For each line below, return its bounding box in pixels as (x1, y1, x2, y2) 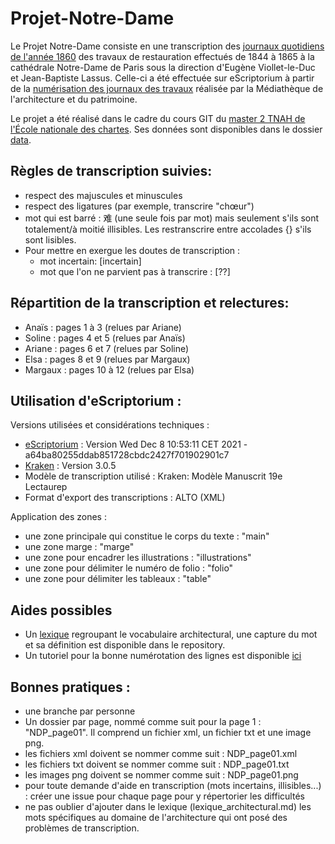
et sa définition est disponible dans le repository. (24, 639, 226, 651)
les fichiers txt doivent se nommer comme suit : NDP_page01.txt (24, 758, 290, 770)
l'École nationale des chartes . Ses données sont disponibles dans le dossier (10, 123, 323, 135)
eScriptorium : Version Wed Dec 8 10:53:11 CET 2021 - (24, 438, 248, 451)
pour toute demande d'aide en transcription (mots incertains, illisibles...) (24, 780, 322, 791)
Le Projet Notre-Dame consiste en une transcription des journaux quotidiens (10, 40, 325, 52)
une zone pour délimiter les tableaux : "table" (24, 573, 212, 585)
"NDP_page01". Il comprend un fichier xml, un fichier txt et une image (24, 727, 312, 738)
